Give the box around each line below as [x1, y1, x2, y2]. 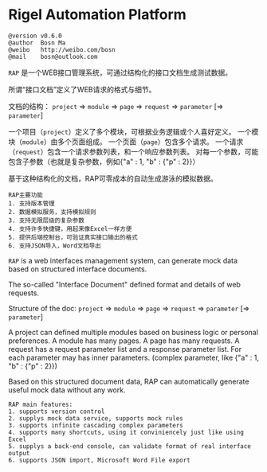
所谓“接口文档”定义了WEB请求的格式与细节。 [8, 84, 156, 94]
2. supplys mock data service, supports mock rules [8, 414, 183, 423]
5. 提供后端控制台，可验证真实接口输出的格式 [8, 233, 138, 241]
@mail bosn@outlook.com [8, 53, 98, 60]
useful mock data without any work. [8, 384, 126, 395]
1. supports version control [8, 408, 105, 415]
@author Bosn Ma [8, 38, 66, 47]
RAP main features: [8, 400, 73, 408]
